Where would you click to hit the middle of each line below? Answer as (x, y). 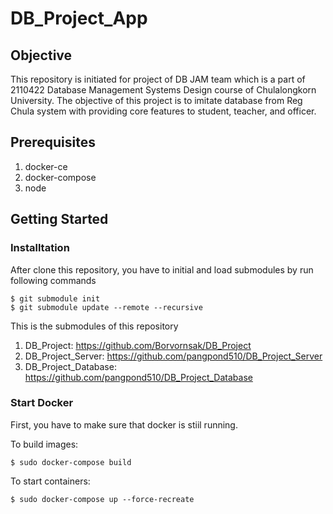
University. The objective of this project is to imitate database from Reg (156, 100)
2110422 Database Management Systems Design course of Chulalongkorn (163, 90)
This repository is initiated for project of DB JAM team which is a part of (158, 79)
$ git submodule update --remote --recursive (106, 307)
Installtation (40, 248)
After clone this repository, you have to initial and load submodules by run (162, 269)
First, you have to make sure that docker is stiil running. (124, 424)
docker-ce (46, 166)
